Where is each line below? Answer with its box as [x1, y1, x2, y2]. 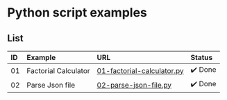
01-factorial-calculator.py [96, 66, 184, 75]
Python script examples [7, 5, 147, 21]
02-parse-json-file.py [96, 80, 172, 90]
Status [190, 53, 213, 62]
